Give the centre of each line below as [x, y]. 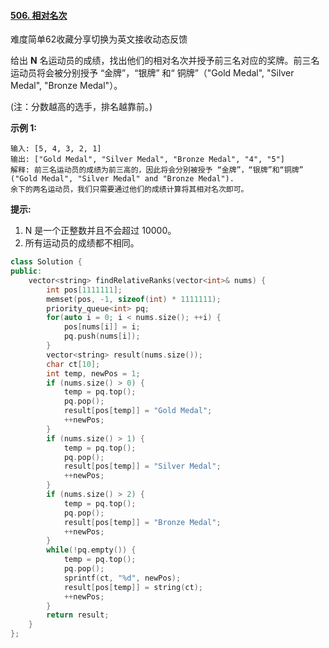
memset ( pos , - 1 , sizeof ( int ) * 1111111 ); [134, 299]
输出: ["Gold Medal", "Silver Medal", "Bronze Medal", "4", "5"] [147, 160]
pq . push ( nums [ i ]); [102, 336]
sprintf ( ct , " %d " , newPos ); [122, 578]
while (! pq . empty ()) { [91, 550]
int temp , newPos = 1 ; [93, 373]
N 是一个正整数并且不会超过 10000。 [100, 231]
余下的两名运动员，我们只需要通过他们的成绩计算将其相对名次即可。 [129, 190]
